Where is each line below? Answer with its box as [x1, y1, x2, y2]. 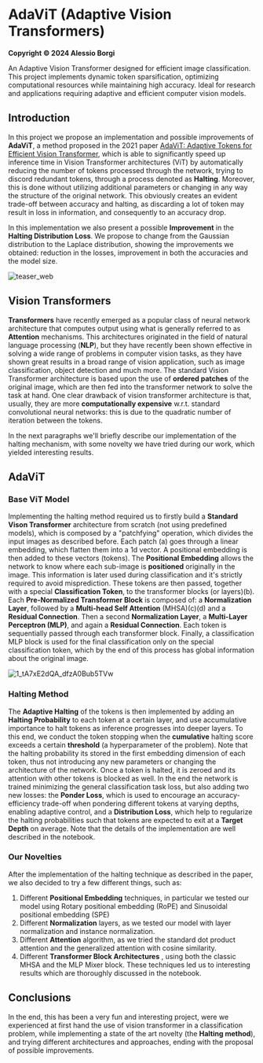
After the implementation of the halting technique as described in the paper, [8, 869, 254, 879]
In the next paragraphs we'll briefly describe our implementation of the [8, 430, 237, 440]
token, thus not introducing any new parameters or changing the [8, 757, 217, 766]
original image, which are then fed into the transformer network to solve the [8, 382, 253, 391]
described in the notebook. [8, 832, 96, 841]
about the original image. [8, 654, 89, 663]
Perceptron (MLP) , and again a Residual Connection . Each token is [8, 620, 227, 630]
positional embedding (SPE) [19, 910, 110, 919]
